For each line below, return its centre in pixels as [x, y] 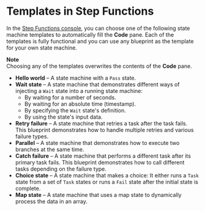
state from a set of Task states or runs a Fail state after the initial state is [107, 182]
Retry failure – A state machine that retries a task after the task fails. [101, 123]
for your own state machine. [42, 48]
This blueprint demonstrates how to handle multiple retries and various [104, 130]
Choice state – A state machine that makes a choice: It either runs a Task [107, 175]
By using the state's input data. [63, 117]
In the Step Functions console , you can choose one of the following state [98, 28]
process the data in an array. [51, 201]
